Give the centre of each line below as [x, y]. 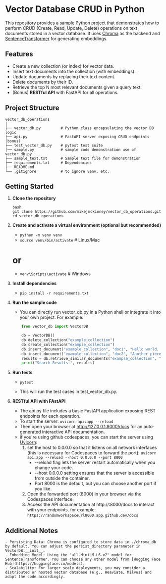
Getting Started [29, 186]
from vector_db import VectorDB [55, 327]
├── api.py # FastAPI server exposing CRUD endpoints [77, 137]
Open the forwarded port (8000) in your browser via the [84, 494]
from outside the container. [62, 478]
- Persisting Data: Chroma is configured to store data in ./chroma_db [81, 542]
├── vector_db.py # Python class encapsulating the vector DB [80, 128]
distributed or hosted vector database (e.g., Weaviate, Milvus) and [79, 573]
